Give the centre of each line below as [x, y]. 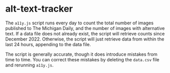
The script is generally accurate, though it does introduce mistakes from [81, 54]
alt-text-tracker [39, 9]
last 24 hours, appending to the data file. [48, 44]
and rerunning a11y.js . [29, 65]
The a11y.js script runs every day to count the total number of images [79, 23]
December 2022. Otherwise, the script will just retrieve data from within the [85, 39]
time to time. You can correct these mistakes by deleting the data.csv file [82, 59]
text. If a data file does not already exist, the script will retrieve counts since [85, 33]
